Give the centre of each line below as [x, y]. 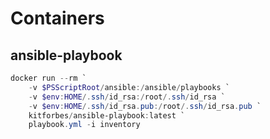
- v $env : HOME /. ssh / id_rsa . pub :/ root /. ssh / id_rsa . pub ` [145, 106]
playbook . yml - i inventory [84, 125]
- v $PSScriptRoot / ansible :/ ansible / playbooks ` [129, 87]
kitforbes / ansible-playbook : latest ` [107, 115]
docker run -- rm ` [48, 78]
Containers [57, 18]
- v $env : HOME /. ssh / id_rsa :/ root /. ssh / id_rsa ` [127, 97]
